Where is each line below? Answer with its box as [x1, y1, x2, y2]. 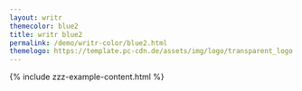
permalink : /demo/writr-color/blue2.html [9, 38, 168, 48]
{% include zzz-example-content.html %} [9, 71, 165, 82]
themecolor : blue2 [9, 22, 79, 31]
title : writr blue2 [9, 30, 83, 39]
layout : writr [9, 13, 63, 23]
